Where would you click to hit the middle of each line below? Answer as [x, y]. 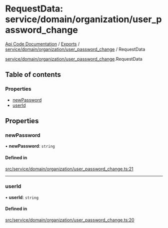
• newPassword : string [30, 146]
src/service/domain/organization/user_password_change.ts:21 [69, 169]
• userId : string [22, 197]
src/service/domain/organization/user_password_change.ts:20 [70, 220]
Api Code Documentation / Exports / [42, 44]
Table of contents [33, 75]
